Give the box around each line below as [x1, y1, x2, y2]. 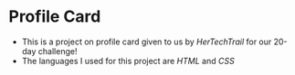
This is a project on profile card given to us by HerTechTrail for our [21, 36, 272, 47]
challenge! [37, 45, 78, 56]
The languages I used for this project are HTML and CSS [21, 55, 235, 66]
